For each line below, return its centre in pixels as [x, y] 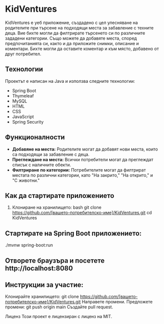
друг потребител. [23, 54]
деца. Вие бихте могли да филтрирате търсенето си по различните [75, 33]
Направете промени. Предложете [117, 302]
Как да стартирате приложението [60, 195]
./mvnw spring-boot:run [29, 245]
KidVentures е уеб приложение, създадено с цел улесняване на [72, 23]
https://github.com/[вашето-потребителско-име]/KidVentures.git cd [82, 213]
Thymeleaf [23, 96]
